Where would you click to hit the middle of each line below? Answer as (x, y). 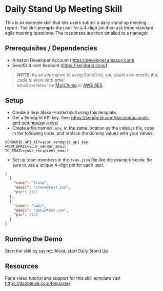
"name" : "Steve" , (31, 183)
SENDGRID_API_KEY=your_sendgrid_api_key (47, 142)
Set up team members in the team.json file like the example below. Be (82, 159)
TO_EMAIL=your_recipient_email (37, 151)
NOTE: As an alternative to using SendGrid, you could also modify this (88, 75)
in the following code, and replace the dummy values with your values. (83, 133)
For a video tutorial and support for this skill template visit (63, 278)
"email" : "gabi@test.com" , (41, 210)
